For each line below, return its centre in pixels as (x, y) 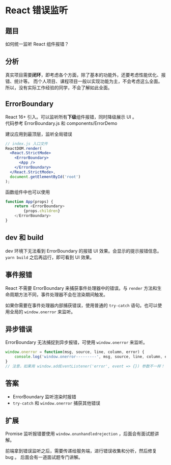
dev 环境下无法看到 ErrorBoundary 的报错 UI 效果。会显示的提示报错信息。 (83, 251)
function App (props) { (29, 202)
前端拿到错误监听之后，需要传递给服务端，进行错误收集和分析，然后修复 (81, 451)
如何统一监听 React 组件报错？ (37, 44)
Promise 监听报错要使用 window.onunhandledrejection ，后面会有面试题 (80, 434)
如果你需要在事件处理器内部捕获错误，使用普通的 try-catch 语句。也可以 (81, 305)
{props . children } (42, 211)
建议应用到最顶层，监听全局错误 (39, 134)
